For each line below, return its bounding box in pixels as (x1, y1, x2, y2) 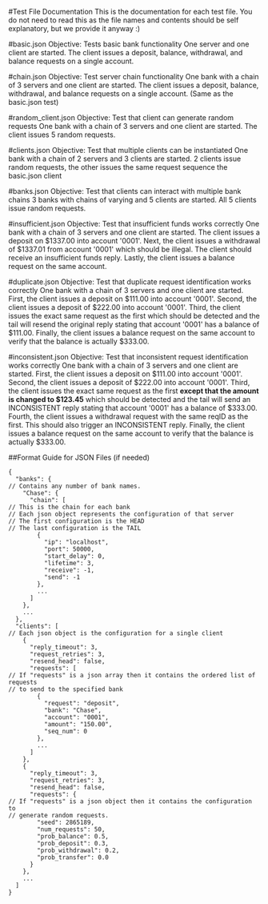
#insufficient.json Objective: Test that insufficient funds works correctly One (8, 219, 260, 228)
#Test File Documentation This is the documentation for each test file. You (8, 7, 253, 16)
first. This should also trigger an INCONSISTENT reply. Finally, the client (8, 420, 246, 429)
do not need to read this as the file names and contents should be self (8, 15, 239, 25)
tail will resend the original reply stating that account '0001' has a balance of (8, 319, 260, 329)
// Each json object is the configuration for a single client (8, 629, 224, 637)
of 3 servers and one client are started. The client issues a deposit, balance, (8, 80, 259, 90)
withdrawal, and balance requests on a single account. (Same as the (8, 89, 234, 98)
